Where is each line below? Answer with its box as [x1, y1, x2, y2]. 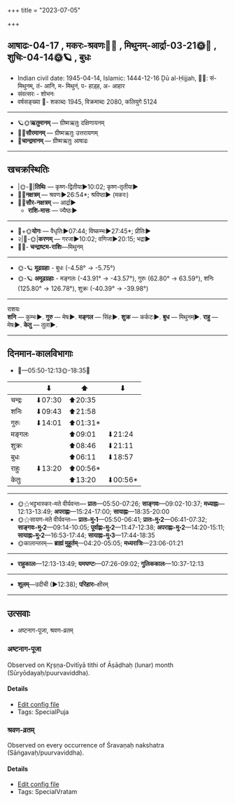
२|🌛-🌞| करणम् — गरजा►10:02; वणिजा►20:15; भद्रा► [17, 234, 151, 243]
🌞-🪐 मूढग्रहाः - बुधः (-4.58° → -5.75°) [17, 263, 115, 272]
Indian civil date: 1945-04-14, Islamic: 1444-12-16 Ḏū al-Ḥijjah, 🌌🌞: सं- [17, 74, 217, 82]
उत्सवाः [7, 607, 30, 619]
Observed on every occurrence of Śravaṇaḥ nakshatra [7, 741, 164, 750]
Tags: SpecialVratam [17, 788, 78, 796]
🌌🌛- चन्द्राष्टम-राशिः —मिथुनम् [17, 242, 84, 251]
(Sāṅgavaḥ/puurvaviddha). [7, 748, 85, 757]
